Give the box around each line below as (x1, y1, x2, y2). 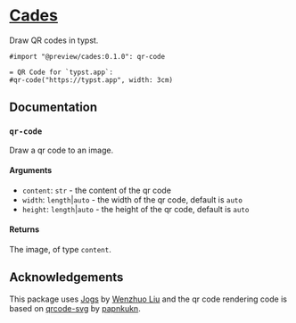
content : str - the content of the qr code (21, 185, 172, 195)
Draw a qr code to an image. (9, 145, 114, 155)
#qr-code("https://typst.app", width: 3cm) (9, 75, 174, 85)
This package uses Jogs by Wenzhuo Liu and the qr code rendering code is (9, 294, 288, 304)
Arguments (9, 165, 53, 176)
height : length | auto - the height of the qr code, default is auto (21, 203, 250, 214)
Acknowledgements (9, 269, 124, 286)
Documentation (9, 100, 98, 115)
